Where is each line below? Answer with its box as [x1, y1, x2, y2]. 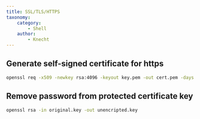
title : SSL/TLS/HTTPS [6, 8, 60, 15]
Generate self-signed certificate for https [6, 59, 164, 69]
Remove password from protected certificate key [6, 91, 193, 102]
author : [17, 31, 36, 37]
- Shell [28, 25, 47, 32]
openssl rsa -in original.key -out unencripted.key [6, 107, 138, 113]
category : [17, 20, 42, 26]
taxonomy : [6, 14, 31, 20]
